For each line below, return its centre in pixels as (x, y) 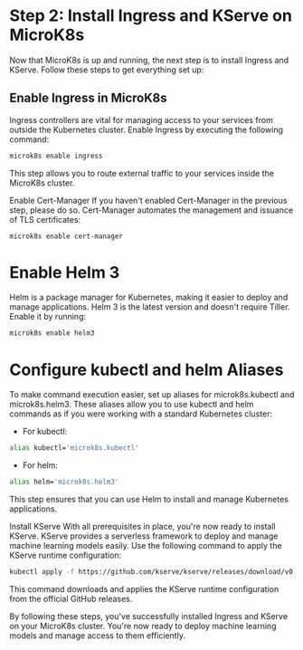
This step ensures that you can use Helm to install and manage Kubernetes (149, 499)
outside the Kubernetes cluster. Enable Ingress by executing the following (146, 129)
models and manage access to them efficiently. (97, 636)
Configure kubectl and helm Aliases (147, 370)
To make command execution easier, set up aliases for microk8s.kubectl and (152, 395)
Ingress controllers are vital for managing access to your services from (141, 119)
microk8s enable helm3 (52, 333)
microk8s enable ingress (56, 156)
